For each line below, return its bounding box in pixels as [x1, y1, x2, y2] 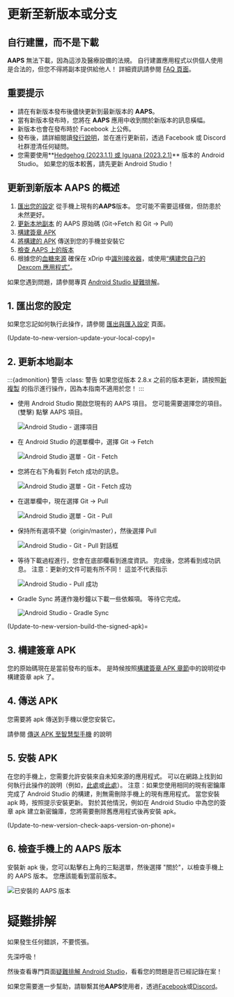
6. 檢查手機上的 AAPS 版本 [7, 843, 122, 855]
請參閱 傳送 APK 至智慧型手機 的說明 [7, 730, 112, 738]
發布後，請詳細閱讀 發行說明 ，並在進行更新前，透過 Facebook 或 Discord [17, 133, 226, 142]
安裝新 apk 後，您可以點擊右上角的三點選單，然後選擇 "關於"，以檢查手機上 [7, 863, 224, 871]
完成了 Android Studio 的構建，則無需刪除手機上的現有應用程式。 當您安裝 [7, 790, 220, 798]
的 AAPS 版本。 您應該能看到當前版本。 [7, 871, 120, 880]
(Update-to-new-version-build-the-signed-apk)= [7, 622, 148, 630]
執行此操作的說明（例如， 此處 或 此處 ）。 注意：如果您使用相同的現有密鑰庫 [13, 781, 226, 789]
